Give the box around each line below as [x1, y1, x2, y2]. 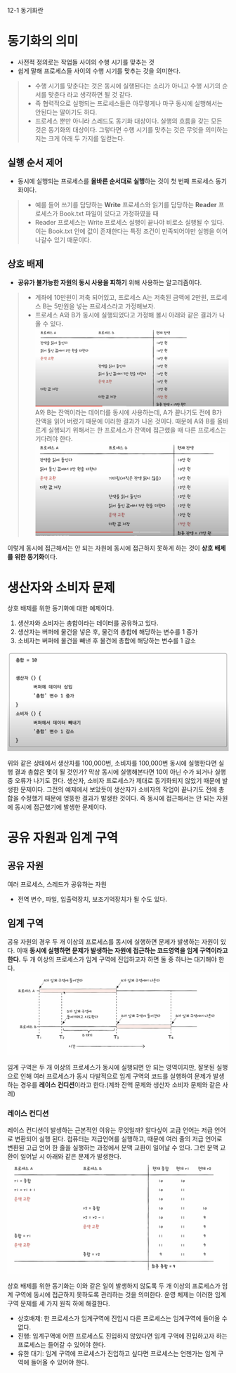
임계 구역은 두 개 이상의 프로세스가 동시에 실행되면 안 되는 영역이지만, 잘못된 [7, 1063, 216, 1072]
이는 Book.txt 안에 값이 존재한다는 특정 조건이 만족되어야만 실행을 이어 [34, 227, 228, 235]
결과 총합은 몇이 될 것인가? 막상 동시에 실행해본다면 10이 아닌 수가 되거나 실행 [14, 768, 226, 776]
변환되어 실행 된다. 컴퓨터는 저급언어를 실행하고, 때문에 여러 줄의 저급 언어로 [14, 1135, 223, 1143]
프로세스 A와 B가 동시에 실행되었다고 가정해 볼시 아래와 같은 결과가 [34, 310, 218, 319]
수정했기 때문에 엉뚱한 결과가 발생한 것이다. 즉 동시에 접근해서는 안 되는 [20, 794, 216, 802]
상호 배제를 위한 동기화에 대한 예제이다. [7, 604, 114, 612]
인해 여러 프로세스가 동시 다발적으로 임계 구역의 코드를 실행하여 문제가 [20, 1072, 212, 1080]
